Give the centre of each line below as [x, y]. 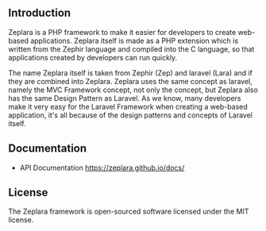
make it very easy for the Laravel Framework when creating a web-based [128, 106]
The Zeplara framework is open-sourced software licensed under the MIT [129, 212]
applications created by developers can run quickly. [93, 57]
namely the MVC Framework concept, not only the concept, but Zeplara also [133, 90]
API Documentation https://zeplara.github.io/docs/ [102, 167]
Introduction [40, 13]
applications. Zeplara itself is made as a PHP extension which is [135, 40]
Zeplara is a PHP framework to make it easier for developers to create [122, 32]
